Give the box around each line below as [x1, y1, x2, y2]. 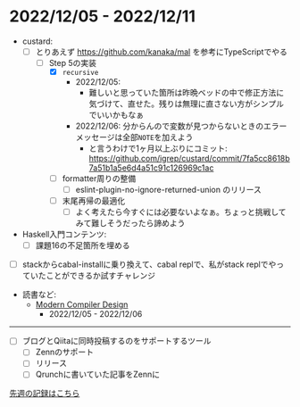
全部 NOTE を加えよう [121, 131, 194, 142]
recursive [62, 68, 99, 77]
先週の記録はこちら [9, 388, 80, 399]
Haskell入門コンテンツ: [21, 229, 107, 240]
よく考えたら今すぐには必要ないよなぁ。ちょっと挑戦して [75, 207, 287, 218]
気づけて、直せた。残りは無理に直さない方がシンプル [88, 98, 284, 109]
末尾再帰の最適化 [62, 195, 126, 206]
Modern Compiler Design [35, 299, 129, 310]
